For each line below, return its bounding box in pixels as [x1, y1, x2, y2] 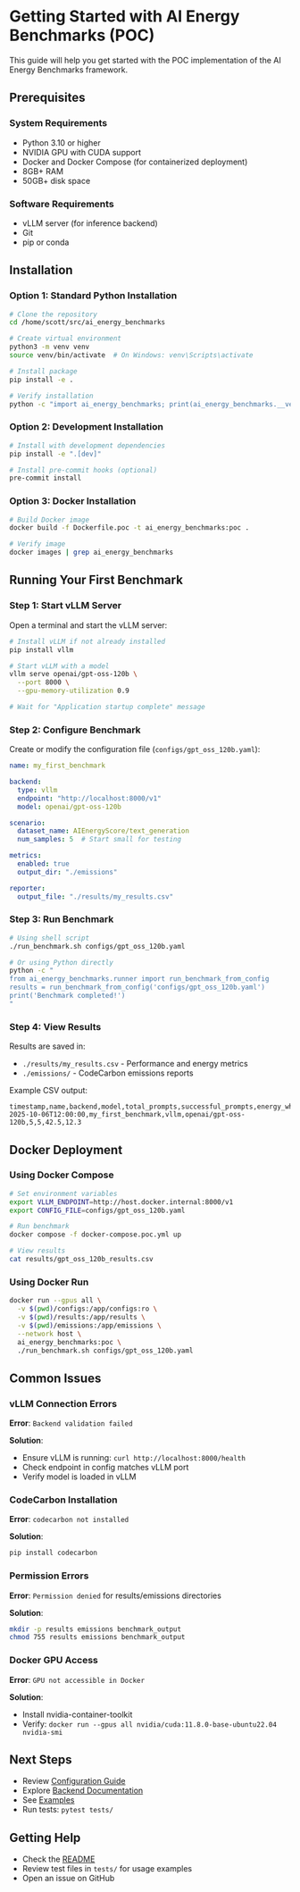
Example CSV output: [9, 1085, 87, 1096]
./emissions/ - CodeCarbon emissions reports [21, 1067, 194, 1078]
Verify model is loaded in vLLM [21, 1471, 137, 1482]
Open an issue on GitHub [21, 1873, 115, 1884]
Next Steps [9, 1752, 72, 1767]
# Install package [9, 366, 78, 376]
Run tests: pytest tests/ [21, 1804, 114, 1815]
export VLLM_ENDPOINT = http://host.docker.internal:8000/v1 [9, 1197, 234, 1207]
